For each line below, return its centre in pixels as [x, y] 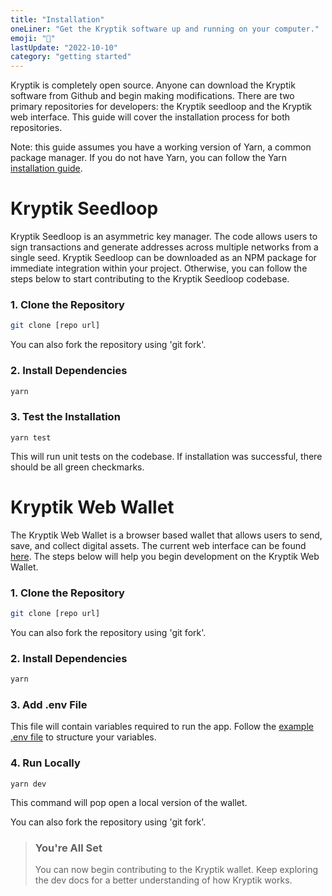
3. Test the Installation [65, 417]
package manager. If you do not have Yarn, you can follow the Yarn [149, 158]
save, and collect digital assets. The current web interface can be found [158, 545]
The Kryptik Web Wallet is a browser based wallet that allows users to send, [166, 535]
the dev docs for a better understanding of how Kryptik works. [163, 880]
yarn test [31, 437]
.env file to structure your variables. [83, 737]
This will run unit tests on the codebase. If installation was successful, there [166, 456]
